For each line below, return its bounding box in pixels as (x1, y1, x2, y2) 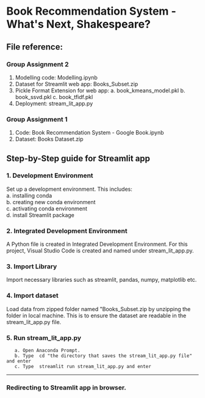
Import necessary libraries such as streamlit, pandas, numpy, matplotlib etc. (6, 276, 197, 284)
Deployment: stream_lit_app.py (15, 100, 93, 107)
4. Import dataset (6, 292, 59, 300)
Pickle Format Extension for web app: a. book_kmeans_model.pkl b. (15, 87, 185, 94)
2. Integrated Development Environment (6, 226, 128, 235)
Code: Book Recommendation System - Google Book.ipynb (15, 129, 164, 136)
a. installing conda (6, 191, 52, 199)
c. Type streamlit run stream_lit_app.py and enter (14, 364, 151, 370)
